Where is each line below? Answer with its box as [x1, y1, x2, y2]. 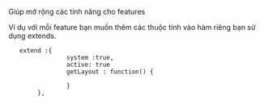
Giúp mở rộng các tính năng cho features [8, 7, 146, 16]
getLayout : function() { [66, 68, 154, 76]
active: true [66, 60, 111, 69]
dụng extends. [8, 31, 57, 40]
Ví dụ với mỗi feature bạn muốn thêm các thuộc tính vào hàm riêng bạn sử [8, 23, 256, 31]
